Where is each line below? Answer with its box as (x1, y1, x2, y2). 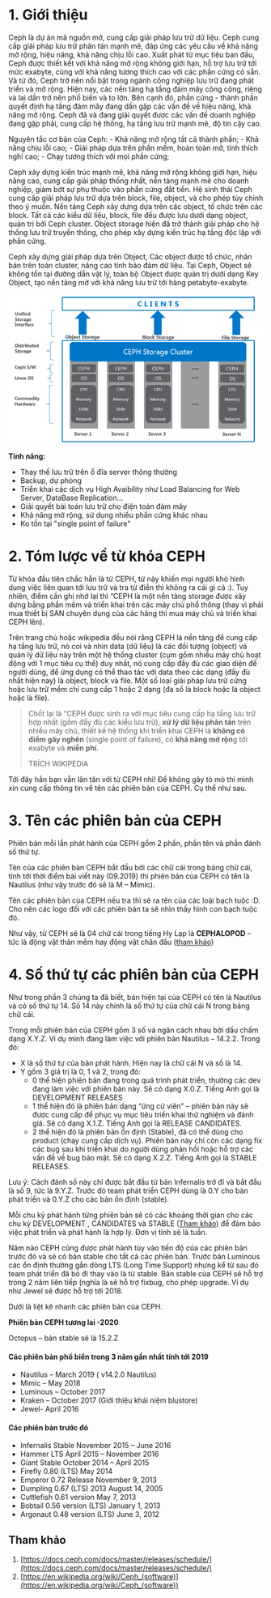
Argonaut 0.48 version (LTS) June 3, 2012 (19, 1510, 160, 1519)
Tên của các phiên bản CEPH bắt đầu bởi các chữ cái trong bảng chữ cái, (8, 863, 253, 873)
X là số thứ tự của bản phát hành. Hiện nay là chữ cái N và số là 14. (19, 1058, 243, 1068)
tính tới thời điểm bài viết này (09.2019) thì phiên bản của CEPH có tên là (8, 871, 250, 881)
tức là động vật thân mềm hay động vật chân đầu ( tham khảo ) (8, 938, 214, 947)
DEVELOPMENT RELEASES (32, 1092, 123, 1103)
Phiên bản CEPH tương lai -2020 (8, 1318, 119, 1327)
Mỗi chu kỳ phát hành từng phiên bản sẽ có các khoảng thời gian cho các (8, 1210, 253, 1220)
